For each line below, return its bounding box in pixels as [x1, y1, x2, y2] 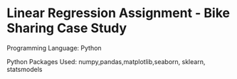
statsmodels [6, 65, 43, 73]
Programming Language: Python [6, 43, 102, 52]
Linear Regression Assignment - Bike [6, 5, 231, 21]
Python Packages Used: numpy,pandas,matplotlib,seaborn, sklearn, [6, 57, 206, 65]
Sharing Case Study [6, 20, 127, 36]
